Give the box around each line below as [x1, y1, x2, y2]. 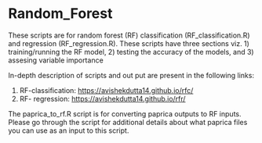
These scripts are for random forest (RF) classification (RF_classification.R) [8, 30, 250, 40]
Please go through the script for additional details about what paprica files [8, 117, 248, 127]
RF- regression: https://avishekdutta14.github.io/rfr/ [19, 94, 186, 103]
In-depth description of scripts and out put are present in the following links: [8, 70, 255, 80]
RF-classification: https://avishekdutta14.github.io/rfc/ [19, 85, 194, 95]
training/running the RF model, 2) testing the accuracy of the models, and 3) [8, 47, 254, 56]
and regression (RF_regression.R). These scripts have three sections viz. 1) [8, 38, 249, 48]
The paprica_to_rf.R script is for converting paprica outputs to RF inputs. [8, 109, 242, 118]
